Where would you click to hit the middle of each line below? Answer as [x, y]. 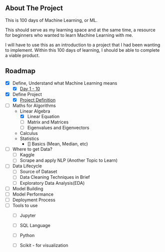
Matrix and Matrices [48, 122]
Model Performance [33, 194]
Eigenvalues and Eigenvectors [58, 128]
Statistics [29, 138]
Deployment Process [34, 200]
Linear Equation [43, 116]
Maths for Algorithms [34, 105]
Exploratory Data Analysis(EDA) [52, 183]
